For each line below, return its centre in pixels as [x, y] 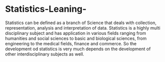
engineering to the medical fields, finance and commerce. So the [71, 43]
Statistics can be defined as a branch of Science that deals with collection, [81, 23]
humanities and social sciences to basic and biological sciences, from [76, 38]
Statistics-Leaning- [46, 9]
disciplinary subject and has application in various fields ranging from [76, 33]
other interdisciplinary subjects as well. [45, 54]
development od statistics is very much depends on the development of [78, 49]
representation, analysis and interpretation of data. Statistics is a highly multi [83, 28]
